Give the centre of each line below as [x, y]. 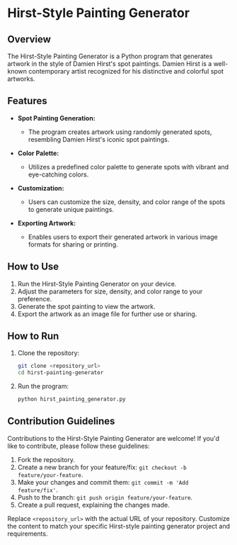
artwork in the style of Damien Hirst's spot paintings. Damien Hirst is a [110, 64]
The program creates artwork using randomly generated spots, [120, 132]
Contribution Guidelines [61, 421]
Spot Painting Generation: [56, 118]
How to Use [33, 267]
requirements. [28, 534]
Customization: [41, 188]
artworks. [21, 79]
